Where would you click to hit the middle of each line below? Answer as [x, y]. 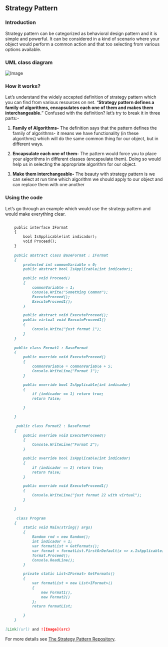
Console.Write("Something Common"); [70, 292]
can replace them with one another [48, 185]
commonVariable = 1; [53, 288]
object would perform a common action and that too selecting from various [82, 44]
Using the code [24, 198]
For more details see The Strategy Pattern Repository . [60, 639]
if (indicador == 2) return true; [68, 467]
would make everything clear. [35, 214]
